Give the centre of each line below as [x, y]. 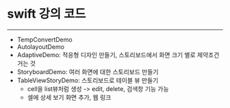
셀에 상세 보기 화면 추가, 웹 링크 [69, 97]
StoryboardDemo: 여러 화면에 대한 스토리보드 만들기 [88, 71]
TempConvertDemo [45, 39]
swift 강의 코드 [47, 14]
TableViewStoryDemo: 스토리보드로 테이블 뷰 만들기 [88, 80]
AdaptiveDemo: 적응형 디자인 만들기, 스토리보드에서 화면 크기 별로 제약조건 [118, 54]
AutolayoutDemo [41, 47]
